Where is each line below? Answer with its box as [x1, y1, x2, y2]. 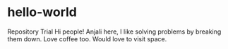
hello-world [7, 4, 78, 20]
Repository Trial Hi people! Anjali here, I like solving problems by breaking [7, 27, 222, 36]
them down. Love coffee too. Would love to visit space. [7, 34, 167, 43]
